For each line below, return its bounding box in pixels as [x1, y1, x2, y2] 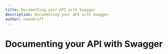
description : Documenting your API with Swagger [5, 12, 109, 17]
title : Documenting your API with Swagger [5, 7, 96, 12]
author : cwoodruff [5, 16, 44, 21]
